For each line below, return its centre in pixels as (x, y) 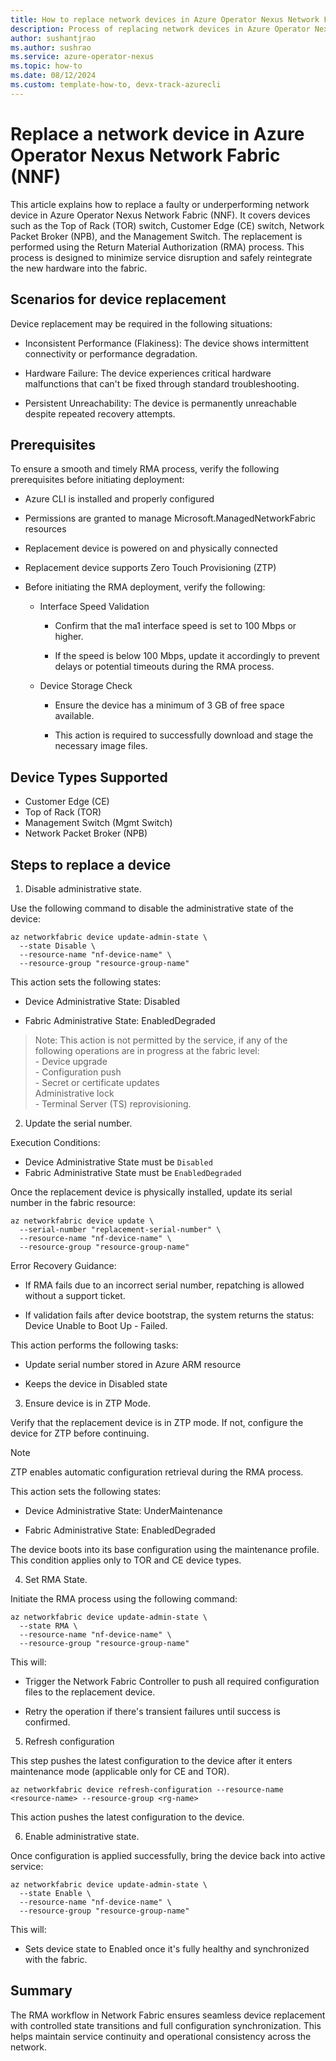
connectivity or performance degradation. (111, 353)
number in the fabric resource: (73, 1202)
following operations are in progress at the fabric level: (147, 1050)
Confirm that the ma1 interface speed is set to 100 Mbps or (175, 626)
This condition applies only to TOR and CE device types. (126, 1560)
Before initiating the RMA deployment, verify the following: (145, 587)
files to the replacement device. (90, 1692)
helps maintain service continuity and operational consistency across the (161, 2036)
